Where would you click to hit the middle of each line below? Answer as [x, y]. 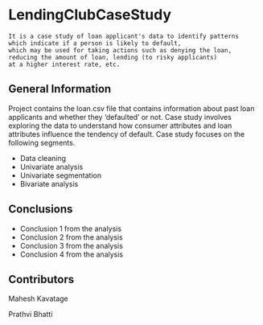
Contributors [41, 279]
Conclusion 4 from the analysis [71, 254]
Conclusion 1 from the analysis [71, 228]
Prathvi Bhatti [31, 315]
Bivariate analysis [49, 183]
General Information [60, 89]
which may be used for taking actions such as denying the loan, [120, 50]
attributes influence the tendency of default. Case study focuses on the [127, 134]
